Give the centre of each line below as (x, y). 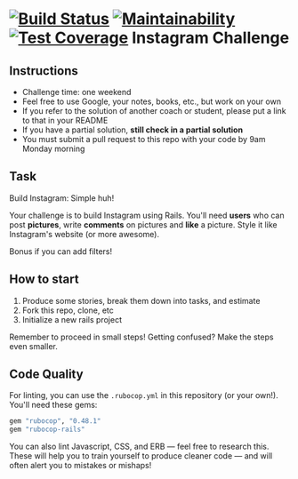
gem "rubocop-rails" (48, 430)
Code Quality (46, 375)
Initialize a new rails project (72, 319)
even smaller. (33, 346)
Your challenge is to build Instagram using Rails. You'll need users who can (147, 215)
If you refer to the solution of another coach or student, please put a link (154, 111)
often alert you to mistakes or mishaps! (81, 466)
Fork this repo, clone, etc (68, 310)
